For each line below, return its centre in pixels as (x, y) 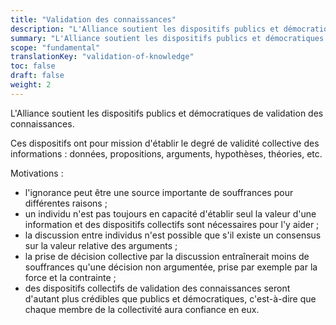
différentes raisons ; (66, 203)
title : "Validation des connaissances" (93, 19)
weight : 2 (31, 85)
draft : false (37, 76)
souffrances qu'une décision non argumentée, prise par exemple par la (171, 267)
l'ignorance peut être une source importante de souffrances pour (159, 192)
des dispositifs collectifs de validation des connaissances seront (157, 288)
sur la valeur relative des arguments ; (101, 245)
